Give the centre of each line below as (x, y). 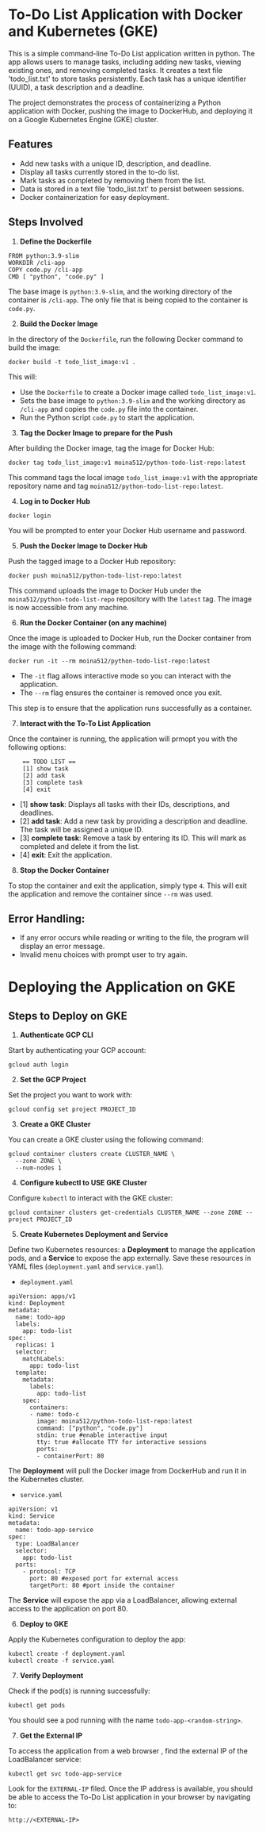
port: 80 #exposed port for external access (104, 1579)
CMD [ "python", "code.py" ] (56, 277)
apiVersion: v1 (33, 1509)
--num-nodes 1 (38, 1168)
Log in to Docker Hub (55, 501)
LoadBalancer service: (45, 1760)
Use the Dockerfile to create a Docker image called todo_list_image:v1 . (138, 392)
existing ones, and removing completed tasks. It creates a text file (116, 70)
